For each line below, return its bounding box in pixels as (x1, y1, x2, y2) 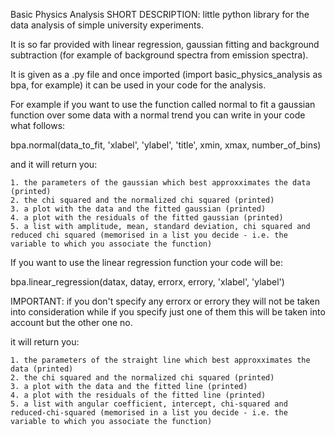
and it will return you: (10, 159, 98, 170)
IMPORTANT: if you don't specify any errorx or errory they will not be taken (10, 295, 320, 307)
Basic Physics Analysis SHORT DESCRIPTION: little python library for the (10, 9, 310, 20)
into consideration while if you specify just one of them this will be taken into (10, 306, 326, 318)
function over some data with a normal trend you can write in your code (10, 109, 306, 121)
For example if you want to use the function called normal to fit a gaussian (10, 99, 316, 110)
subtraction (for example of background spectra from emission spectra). (10, 49, 309, 61)
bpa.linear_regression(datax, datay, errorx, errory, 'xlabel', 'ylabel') (10, 276, 285, 288)
